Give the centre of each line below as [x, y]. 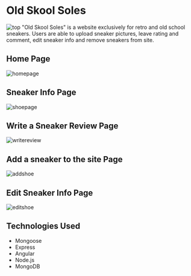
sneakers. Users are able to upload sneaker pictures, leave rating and [92, 33]
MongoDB [27, 266]
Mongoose [28, 240]
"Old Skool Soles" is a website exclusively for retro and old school [104, 27]
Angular [25, 253]
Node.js [25, 260]
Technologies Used [43, 226]
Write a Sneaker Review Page [62, 126]
